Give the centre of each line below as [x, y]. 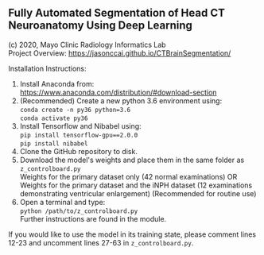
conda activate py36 [54, 118]
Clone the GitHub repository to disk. [78, 151]
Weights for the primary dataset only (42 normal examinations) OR [128, 176]
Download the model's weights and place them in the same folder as [132, 160]
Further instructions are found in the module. [93, 218]
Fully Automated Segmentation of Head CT [116, 13]
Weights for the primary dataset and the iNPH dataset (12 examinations [136, 185]
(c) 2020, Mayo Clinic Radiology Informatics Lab [87, 44]
